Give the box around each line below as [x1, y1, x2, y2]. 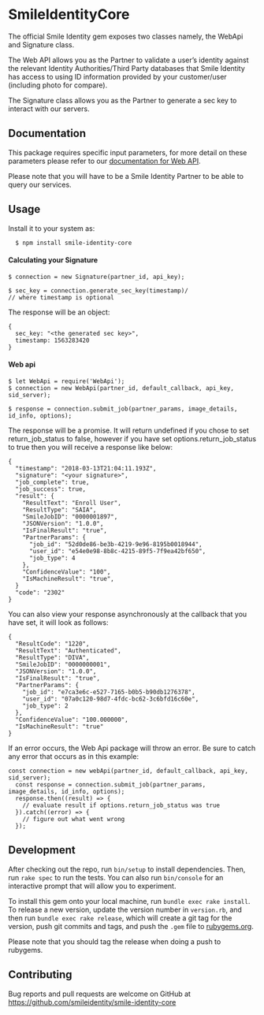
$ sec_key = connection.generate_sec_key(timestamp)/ [8, 286, 189, 295]
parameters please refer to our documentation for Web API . [8, 156, 201, 165]
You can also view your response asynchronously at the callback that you [8, 609, 247, 619]
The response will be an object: [8, 307, 110, 317]
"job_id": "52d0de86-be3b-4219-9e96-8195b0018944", [28, 540, 203, 548]
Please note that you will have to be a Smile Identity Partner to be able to [8, 171, 244, 180]
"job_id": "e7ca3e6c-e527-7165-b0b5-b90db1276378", [22, 688, 195, 696]
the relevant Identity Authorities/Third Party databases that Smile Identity [8, 63, 246, 72]
